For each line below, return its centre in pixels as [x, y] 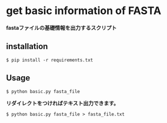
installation [27, 47]
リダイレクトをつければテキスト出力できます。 [63, 103]
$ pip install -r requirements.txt [50, 60]
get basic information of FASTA [84, 11]
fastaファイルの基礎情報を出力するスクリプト [61, 28]
